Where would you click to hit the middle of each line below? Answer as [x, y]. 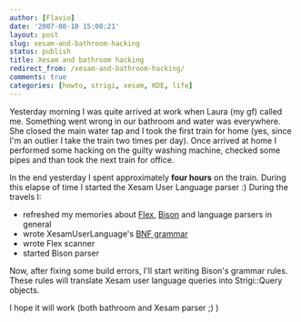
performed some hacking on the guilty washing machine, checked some [145, 150]
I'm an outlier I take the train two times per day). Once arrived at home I [143, 140]
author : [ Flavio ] [42, 18]
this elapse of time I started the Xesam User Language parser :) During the [149, 186]
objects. [25, 290]
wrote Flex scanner [59, 243]
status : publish [40, 52]
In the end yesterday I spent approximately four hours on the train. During [148, 177]
